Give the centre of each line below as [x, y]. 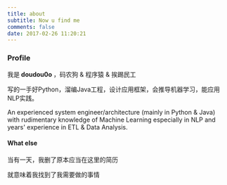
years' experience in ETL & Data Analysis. [67, 127]
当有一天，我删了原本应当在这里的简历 [63, 160]
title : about [26, 14]
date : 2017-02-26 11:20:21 [47, 33]
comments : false [31, 27]
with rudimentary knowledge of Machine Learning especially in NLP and [111, 120]
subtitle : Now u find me [44, 20]
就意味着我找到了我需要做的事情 [53, 174]
